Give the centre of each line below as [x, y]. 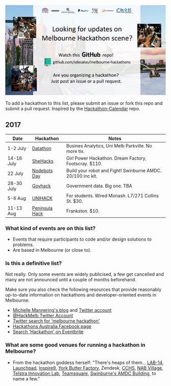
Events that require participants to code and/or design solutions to [82, 239]
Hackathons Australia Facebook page [52, 326]
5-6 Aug [17, 198]
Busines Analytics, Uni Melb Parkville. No [109, 145]
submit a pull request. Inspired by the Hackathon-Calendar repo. [73, 109]
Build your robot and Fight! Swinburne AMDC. [114, 171]
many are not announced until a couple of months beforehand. [71, 280]
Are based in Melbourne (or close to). [52, 250]
